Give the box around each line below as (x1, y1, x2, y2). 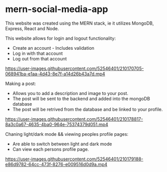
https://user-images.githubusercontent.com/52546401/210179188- (5, 156, 143, 162)
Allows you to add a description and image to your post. (12, 90, 129, 96)
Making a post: (5, 80, 36, 87)
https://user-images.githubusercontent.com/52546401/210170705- (5, 65, 144, 71)
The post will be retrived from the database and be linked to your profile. (12, 106, 163, 112)
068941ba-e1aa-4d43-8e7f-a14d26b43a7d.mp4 (5, 70, 106, 76)
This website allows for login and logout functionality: (5, 35, 116, 41)
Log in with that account (12, 50, 63, 56)
